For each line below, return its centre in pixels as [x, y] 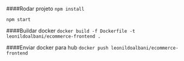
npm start [19, 20]
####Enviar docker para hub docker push [57, 48]
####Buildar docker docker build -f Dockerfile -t [71, 30]
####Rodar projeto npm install [45, 9]
